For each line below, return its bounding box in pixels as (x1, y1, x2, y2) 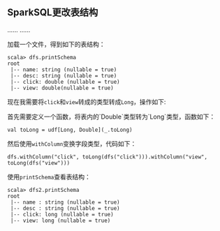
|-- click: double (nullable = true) (10, 78, 120, 85)
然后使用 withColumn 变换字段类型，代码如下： (7, 139, 137, 148)
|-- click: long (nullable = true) (10, 211, 114, 218)
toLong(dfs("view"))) (7, 159, 71, 166)
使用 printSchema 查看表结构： (7, 172, 91, 181)
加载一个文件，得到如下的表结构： (7, 40, 105, 48)
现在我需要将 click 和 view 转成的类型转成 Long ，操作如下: (7, 97, 166, 106)
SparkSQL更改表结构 (7, 6, 98, 19)
